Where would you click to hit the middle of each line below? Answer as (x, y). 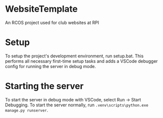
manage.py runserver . (27, 110)
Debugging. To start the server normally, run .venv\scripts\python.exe (77, 105)
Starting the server (45, 86)
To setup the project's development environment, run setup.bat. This (74, 56)
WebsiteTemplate (41, 9)
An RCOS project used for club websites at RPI (52, 23)
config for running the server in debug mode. (51, 66)
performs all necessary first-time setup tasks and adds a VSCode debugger (81, 61)
